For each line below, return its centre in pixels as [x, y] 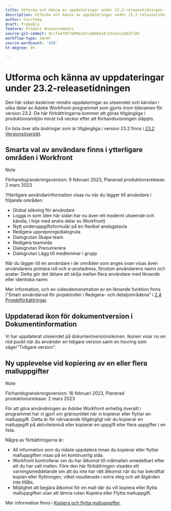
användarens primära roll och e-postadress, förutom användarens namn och [85, 269]
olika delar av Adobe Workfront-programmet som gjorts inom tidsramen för [84, 108]
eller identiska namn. [27, 280]
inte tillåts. [23, 482]
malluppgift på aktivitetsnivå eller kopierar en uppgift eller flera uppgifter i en [85, 425]
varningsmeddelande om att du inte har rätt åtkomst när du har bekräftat [89, 471]
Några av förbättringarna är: [35, 440]
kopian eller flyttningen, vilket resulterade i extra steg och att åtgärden [86, 477]
